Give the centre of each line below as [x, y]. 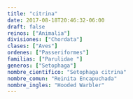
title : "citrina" [33, 14]
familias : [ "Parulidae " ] [45, 59]
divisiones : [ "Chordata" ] [45, 40]
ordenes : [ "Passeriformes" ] [48, 53]
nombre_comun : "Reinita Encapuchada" [62, 78]
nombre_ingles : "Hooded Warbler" [56, 85]
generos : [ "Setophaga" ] [42, 66]
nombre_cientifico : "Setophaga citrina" [67, 72]
